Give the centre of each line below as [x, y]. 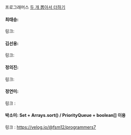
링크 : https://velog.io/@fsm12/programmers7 [51, 127]
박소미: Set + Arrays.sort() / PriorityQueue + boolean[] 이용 [65, 115]
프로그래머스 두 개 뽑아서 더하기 [35, 7]
